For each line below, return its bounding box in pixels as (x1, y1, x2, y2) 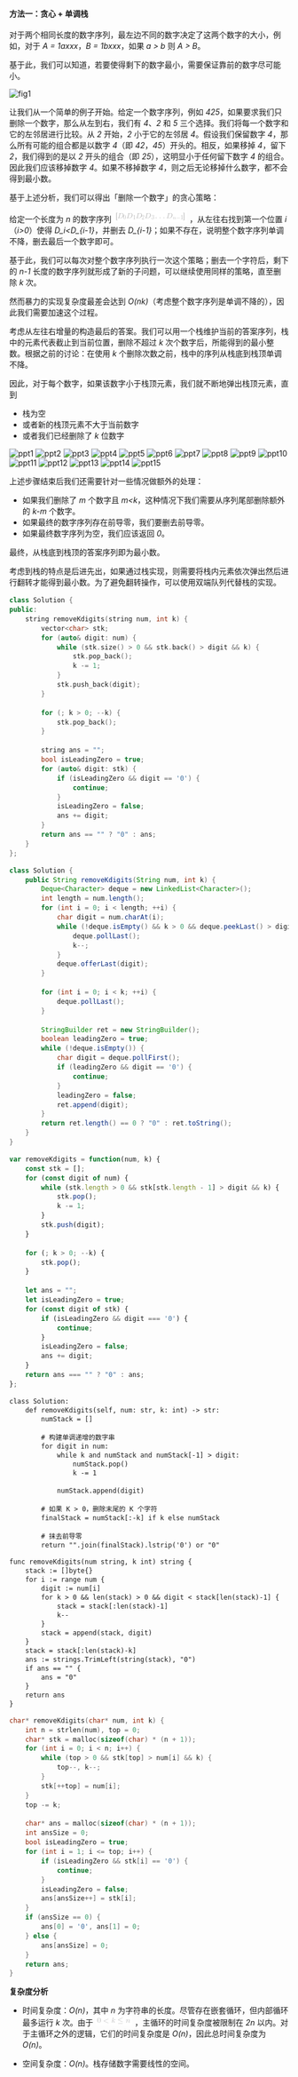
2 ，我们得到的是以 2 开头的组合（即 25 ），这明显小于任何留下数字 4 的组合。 (9, 151, 289, 162)
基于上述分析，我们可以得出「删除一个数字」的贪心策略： (9, 192, 219, 203)
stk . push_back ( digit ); (56, 680, 141, 689)
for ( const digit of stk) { (25, 1304, 129, 1314)
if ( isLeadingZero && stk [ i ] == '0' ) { (41, 1857, 189, 1866)
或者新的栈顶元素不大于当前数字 (21, 419, 139, 430)
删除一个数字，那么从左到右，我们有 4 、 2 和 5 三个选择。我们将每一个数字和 (9, 118, 289, 129)
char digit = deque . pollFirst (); (56, 1054, 180, 1062)
